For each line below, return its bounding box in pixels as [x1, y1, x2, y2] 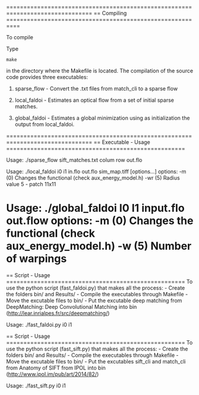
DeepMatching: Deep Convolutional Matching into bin [6, 303, 137, 310]
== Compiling [93, 10, 127, 17]
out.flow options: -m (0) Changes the [6, 214, 194, 228]
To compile [6, 34, 34, 40]
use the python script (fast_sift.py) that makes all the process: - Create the [6, 345, 188, 352]
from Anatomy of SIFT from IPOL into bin [6, 364, 106, 371]
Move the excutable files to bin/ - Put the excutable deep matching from [6, 297, 182, 304]
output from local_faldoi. [14, 121, 75, 128]
